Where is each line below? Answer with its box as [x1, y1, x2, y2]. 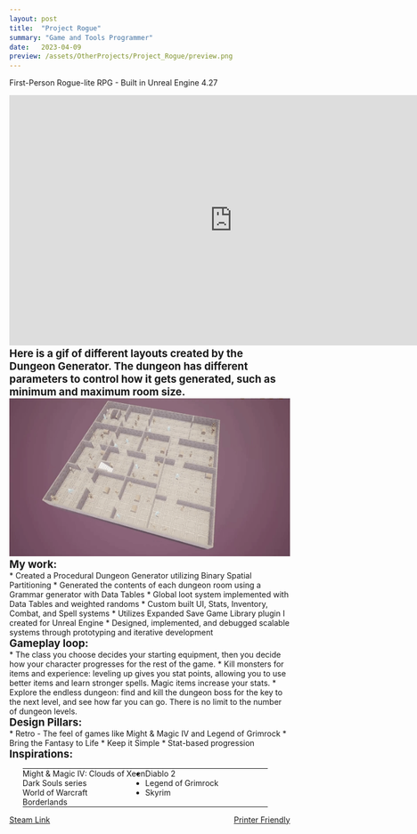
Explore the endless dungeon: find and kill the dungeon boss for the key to [9, 686, 283, 698]
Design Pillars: [9, 715, 83, 729]
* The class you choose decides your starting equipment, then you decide [9, 649, 282, 660]
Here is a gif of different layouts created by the [9, 347, 243, 360]
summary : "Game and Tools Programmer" [9, 33, 153, 42]
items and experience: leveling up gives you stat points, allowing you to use [9, 668, 287, 678]
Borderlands [21, 797, 69, 807]
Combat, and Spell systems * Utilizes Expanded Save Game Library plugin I [9, 608, 285, 619]
